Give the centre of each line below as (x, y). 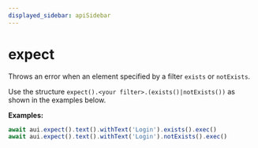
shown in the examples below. (57, 100)
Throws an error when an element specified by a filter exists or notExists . (129, 76)
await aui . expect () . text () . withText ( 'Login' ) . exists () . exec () (112, 129)
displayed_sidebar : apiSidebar (60, 15)
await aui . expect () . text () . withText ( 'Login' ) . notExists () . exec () (118, 137)
